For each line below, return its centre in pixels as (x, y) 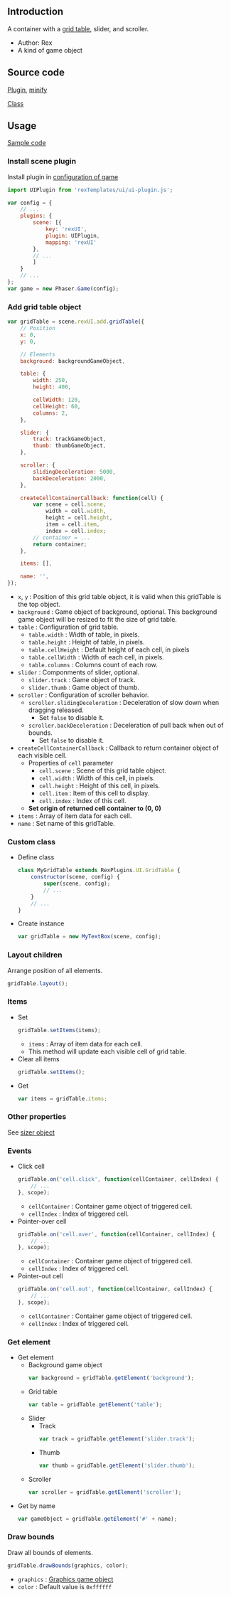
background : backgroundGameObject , (73, 361)
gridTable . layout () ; (38, 983)
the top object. (39, 605)
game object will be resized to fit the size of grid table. (97, 620)
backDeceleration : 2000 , (70, 478)
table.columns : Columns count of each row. (93, 665)
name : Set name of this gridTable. (66, 824)
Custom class (31, 842)
